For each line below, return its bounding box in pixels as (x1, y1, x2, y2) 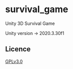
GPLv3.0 (5, 58, 23, 64)
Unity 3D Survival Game (5, 20, 55, 26)
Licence (5, 45, 31, 54)
